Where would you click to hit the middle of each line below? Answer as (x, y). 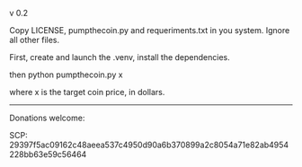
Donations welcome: (47, 118)
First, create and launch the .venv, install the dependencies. (120, 57)
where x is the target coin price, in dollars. (87, 92)
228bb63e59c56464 (48, 154)
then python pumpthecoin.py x (66, 75)
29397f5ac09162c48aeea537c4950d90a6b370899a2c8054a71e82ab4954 (149, 145)
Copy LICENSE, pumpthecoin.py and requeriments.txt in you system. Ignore (150, 30)
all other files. (35, 40)
